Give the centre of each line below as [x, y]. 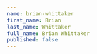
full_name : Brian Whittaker [48, 33]
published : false [32, 40]
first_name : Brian [34, 20]
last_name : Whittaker [39, 27]
